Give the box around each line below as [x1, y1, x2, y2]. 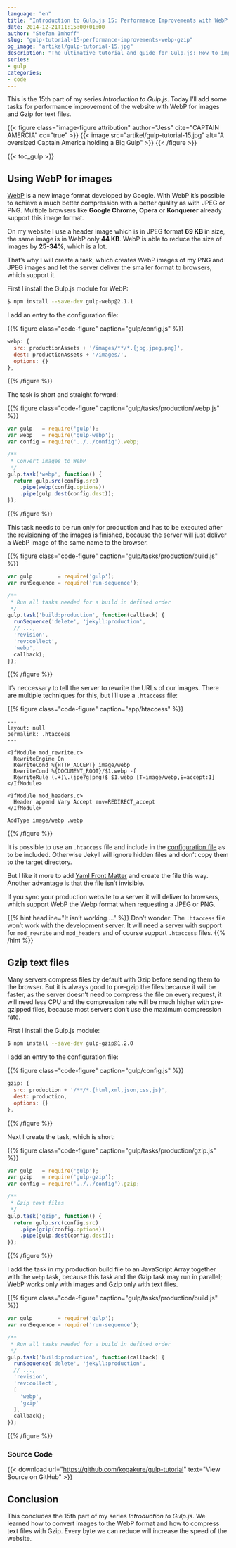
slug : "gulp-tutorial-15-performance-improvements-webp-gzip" [7, 37, 193, 44]
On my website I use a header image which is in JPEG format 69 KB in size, [7, 227, 225, 236]
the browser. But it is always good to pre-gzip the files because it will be [7, 983, 216, 991]
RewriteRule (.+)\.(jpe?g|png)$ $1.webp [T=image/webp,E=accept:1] [13, 774, 216, 781]
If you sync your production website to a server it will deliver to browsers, [7, 893, 220, 901]
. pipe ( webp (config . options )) [20, 483, 105, 491]
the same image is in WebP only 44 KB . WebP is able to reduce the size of [7, 235, 223, 243]
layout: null [7, 725, 46, 732]
